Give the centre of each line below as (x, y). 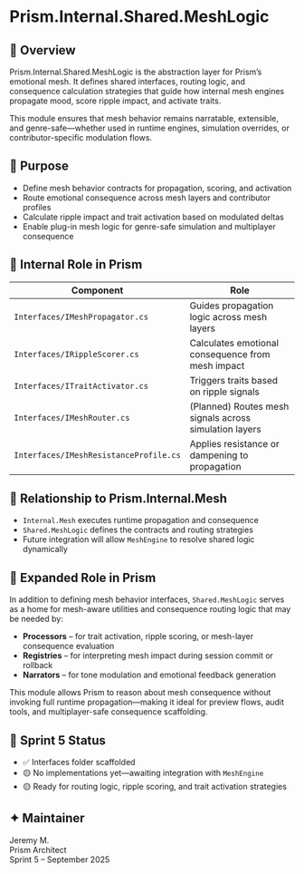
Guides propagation (232, 306)
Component (97, 290)
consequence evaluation (68, 646)
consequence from (230, 354)
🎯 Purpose (39, 166)
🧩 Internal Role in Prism (76, 265)
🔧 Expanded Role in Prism (83, 578)
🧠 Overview (43, 50)
